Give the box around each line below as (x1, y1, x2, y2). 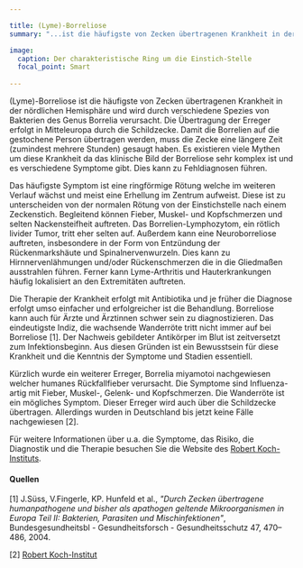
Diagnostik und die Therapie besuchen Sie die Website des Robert (9, 444, 256, 453)
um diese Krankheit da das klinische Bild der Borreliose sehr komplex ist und (9, 153, 294, 163)
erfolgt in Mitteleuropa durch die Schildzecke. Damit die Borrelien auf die (9, 124, 280, 135)
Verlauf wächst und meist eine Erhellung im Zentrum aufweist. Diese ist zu (9, 190, 286, 200)
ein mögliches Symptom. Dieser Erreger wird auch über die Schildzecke (9, 398, 277, 408)
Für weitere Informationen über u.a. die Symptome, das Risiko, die (9, 434, 254, 444)
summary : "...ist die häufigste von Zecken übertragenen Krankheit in (9, 29, 280, 39)
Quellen (9, 473, 40, 484)
